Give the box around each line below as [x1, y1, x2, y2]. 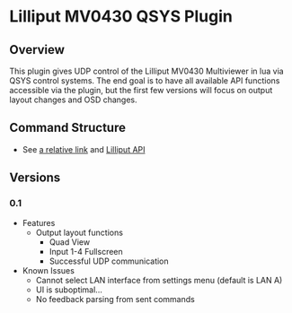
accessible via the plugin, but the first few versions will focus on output [9, 85, 273, 95]
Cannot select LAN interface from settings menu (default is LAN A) [35, 274, 283, 285]
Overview [9, 42, 66, 57]
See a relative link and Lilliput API [22, 143, 146, 154]
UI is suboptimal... [35, 284, 103, 295]
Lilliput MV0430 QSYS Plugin [9, 6, 234, 27]
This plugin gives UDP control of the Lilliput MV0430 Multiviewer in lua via [9, 65, 285, 76]
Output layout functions [35, 227, 124, 238]
